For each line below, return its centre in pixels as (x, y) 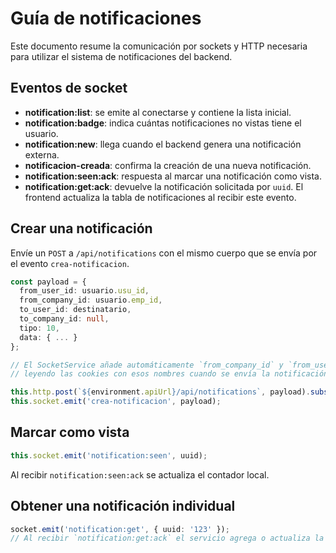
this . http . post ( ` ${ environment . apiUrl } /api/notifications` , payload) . (160, 392)
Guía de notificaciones (106, 18)
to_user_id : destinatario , (75, 310)
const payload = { (48, 282)
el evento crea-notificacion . (70, 263)
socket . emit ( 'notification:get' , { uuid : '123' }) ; (120, 529)
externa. (42, 154)
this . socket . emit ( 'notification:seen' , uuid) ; (109, 455)
